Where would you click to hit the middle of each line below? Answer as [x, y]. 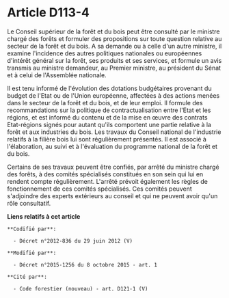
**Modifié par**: [32, 253]
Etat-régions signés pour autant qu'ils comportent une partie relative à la [109, 124]
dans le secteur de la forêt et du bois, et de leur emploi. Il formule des [105, 103]
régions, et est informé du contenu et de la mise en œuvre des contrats [107, 117]
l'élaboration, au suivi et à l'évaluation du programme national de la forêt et [112, 146]
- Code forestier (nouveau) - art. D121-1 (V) [81, 288]
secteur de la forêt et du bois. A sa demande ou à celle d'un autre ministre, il [114, 46]
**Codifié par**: [32, 229]
